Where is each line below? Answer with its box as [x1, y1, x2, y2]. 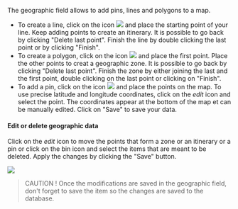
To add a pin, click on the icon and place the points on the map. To [17, 83, 222, 91]
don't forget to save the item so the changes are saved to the [24, 187, 204, 196]
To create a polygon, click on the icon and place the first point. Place [17, 52, 228, 60]
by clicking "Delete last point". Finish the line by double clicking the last [17, 35, 227, 44]
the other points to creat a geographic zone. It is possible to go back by [17, 60, 227, 67]
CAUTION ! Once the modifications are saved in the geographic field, [24, 179, 227, 188]
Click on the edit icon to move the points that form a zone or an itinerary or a [7, 137, 231, 146]
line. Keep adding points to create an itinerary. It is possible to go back [17, 28, 224, 36]
